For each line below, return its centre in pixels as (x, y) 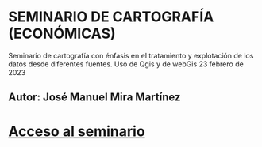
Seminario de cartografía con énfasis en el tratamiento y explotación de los (131, 55)
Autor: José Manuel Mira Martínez (94, 98)
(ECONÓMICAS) (62, 34)
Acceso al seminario (77, 131)
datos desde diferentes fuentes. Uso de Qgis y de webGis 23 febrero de (126, 64)
